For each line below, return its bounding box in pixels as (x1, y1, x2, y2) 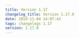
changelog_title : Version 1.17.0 (5, 12, 75, 17)
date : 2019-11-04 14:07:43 (5, 16, 61, 21)
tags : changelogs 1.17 (5, 21, 52, 26)
